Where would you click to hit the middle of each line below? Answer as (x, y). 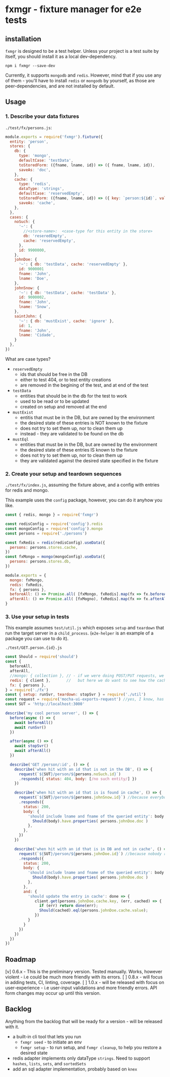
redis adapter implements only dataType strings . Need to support (81, 1058)
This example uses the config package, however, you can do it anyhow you (84, 500)
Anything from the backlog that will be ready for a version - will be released (84, 1021)
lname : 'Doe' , (34, 278)
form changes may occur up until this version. (53, 993)
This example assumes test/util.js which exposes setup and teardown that (85, 628)
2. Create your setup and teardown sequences (63, 473)
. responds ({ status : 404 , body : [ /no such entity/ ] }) (78, 779)
